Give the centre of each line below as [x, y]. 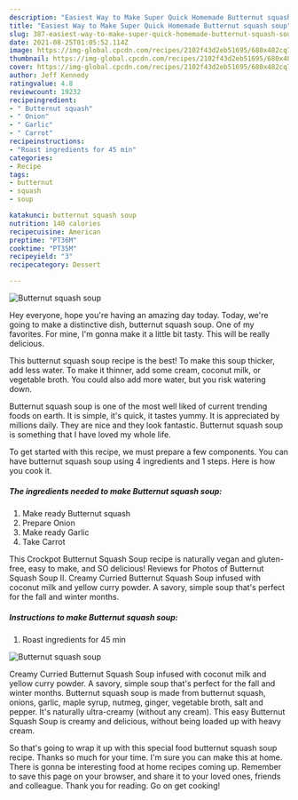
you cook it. [31, 471]
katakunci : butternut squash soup [73, 215]
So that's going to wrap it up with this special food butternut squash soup [143, 748]
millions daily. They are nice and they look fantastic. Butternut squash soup [146, 425]
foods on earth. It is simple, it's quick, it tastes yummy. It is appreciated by [145, 416]
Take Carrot [43, 541]
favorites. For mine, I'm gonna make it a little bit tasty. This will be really [140, 334]
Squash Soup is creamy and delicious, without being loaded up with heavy [145, 721]
